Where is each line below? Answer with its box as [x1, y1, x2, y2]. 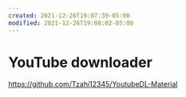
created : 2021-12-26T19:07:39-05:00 [8, 11, 130, 20]
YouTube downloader [8, 53, 153, 72]
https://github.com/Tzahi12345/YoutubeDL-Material [8, 80, 178, 89]
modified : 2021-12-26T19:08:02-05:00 [8, 19, 134, 27]
